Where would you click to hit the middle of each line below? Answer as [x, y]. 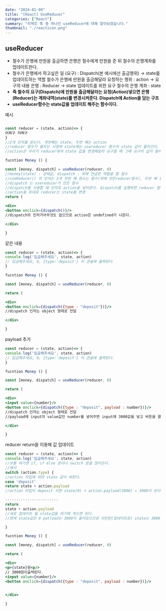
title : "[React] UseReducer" [35, 14]
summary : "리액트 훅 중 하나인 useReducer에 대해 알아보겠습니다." [67, 24]
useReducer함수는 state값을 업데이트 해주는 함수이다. [65, 104]
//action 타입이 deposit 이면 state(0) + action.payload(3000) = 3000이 [78, 491]
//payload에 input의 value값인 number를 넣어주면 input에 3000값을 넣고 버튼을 [80, 417]
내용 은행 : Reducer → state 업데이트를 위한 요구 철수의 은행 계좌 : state [91, 85]
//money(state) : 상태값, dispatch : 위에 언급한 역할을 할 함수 [66, 174]
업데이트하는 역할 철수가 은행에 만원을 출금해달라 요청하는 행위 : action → [83, 79]
